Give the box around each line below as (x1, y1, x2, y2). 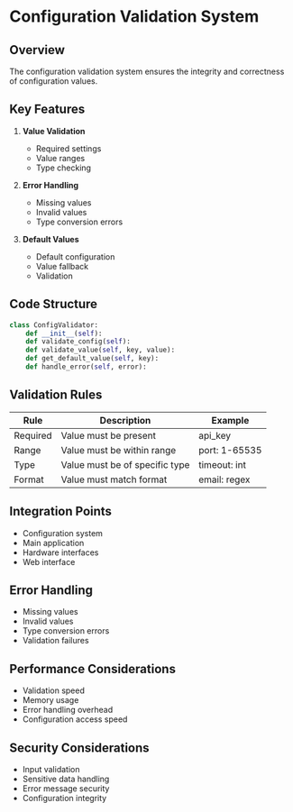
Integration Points (9, 504, 113, 519)
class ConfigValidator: (9, 320, 99, 330)
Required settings (35, 142, 102, 154)
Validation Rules (9, 388, 103, 403)
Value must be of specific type (60, 458, 190, 470)
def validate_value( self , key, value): (25, 345, 176, 355)
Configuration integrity (22, 792, 107, 803)
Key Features (9, 102, 86, 117)
